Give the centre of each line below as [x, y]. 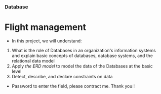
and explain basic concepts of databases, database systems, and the [82, 56]
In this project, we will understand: [47, 41]
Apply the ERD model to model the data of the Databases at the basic [82, 66]
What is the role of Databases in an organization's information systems [84, 50]
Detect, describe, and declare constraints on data [62, 76]
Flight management [45, 27]
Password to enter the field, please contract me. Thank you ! [73, 86]
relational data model [33, 61]
